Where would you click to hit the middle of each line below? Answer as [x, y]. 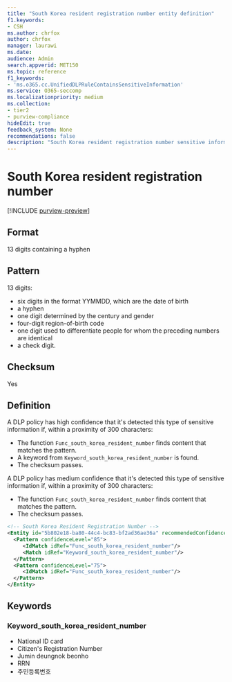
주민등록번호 [34, 671]
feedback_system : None [40, 130]
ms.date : [20, 53]
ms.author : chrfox [33, 33]
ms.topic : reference [37, 71]
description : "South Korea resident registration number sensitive [106, 143]
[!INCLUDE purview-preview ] [49, 211]
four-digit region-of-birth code [61, 323]
